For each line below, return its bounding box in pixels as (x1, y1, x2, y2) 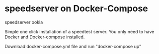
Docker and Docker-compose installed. (4, 34, 85, 40)
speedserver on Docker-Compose (4, 3, 149, 14)
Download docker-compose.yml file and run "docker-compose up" (4, 43, 142, 49)
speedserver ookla (4, 19, 43, 25)
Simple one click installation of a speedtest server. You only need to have (4, 28, 155, 34)
